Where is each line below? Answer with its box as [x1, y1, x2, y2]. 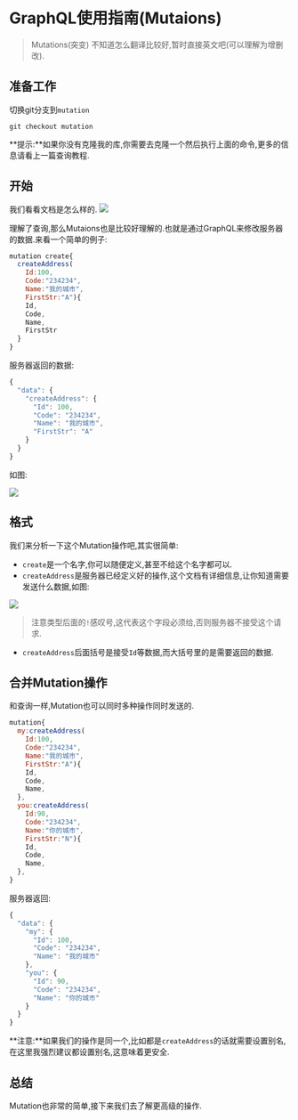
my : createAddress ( [17, 726, 86, 735]
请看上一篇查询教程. [16, 150, 91, 160]
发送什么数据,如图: [21, 580, 90, 592]
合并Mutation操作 [9, 676, 108, 691]
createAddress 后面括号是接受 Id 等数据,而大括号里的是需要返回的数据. [21, 646, 274, 657]
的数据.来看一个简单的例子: [9, 233, 109, 245]
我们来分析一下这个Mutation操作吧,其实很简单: [9, 540, 180, 550]
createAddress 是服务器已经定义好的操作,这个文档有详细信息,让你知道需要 [21, 570, 289, 580]
